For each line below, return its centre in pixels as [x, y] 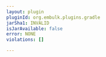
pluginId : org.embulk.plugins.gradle [53, 17]
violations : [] [25, 40]
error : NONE [21, 34]
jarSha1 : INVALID [28, 23]
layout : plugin [25, 12]
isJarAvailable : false [34, 28]
